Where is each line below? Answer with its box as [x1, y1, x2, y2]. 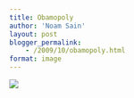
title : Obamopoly [9, 12, 74, 22]
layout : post [9, 29, 58, 38]
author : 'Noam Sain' [9, 21, 87, 30]
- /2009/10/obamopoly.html [25, 46, 126, 55]
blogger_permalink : [9, 37, 82, 47]
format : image [9, 54, 63, 63]
